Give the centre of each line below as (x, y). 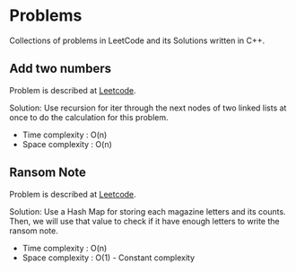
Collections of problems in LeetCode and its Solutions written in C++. (137, 40)
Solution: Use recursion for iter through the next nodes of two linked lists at (148, 108)
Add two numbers (61, 69)
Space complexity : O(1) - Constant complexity (109, 258)
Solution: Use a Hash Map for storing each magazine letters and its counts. (148, 211)
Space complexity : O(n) (67, 144)
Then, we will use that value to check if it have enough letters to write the (144, 221)
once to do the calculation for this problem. (89, 117)
